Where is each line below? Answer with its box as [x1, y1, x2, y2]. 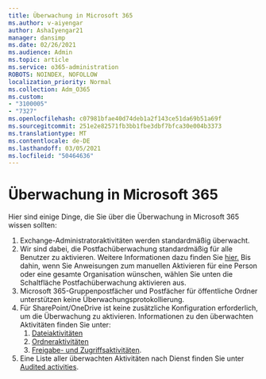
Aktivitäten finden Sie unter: [19, 320, 111, 330]
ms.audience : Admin [8, 48, 73, 56]
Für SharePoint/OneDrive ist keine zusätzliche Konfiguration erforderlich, [19, 303, 258, 313]
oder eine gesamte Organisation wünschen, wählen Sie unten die [19, 270, 233, 279]
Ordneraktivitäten [31, 337, 89, 346]
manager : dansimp [8, 33, 66, 42]
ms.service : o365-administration [8, 63, 119, 71]
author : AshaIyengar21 [8, 26, 83, 34]
